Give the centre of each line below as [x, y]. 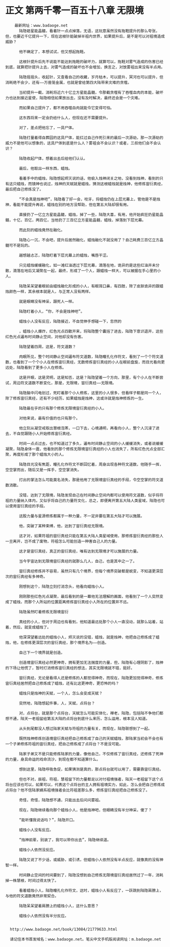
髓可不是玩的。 [19, 245]
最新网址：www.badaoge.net [41, 25]
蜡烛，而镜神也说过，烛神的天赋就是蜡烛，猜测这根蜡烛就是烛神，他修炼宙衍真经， [91, 184]
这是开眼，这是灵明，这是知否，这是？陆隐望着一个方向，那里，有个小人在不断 [89, 378]
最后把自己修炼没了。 [24, 189]
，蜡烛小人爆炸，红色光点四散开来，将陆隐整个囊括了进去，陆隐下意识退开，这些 [91, 331]
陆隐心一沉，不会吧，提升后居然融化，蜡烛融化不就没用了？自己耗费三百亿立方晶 [91, 240]
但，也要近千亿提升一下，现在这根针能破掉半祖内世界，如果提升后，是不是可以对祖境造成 [85, 36]
